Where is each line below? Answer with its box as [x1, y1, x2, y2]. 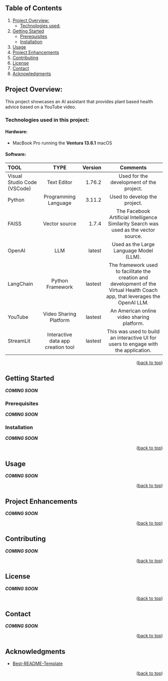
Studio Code [7, 179, 37, 186]
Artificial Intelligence [109, 214, 157, 221]
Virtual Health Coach [108, 286, 158, 293]
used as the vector [111, 226, 155, 233]
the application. [114, 347, 151, 354]
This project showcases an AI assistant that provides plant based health [5, 98, 153, 104]
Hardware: [5, 129, 28, 135]
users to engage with [108, 340, 158, 348]
